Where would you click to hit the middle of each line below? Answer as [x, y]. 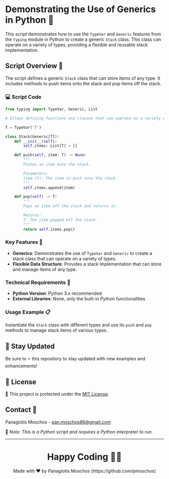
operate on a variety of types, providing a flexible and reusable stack [76, 44]
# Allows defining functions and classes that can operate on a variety [83, 118]
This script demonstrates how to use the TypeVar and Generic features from [83, 34]
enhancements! [21, 366]
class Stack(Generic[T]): [32, 137]
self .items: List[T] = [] [51, 146]
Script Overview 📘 [34, 66]
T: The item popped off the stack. [61, 220]
